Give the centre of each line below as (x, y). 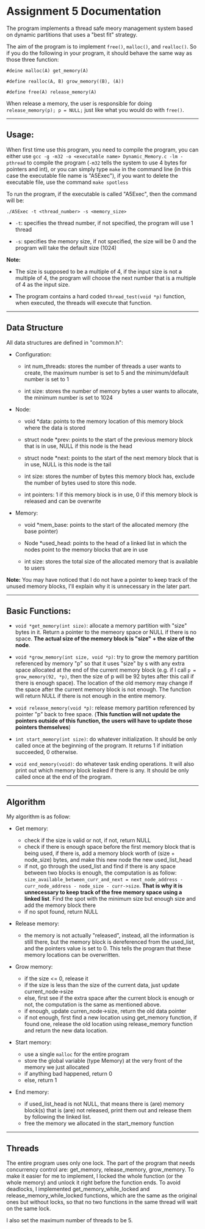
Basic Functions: (39, 611)
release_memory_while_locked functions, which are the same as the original (102, 1195)
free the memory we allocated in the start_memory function (99, 1123)
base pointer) (41, 531)
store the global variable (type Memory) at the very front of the (103, 1061)
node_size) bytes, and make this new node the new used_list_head (108, 860)
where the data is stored (55, 427)
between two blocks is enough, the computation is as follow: (100, 873)
